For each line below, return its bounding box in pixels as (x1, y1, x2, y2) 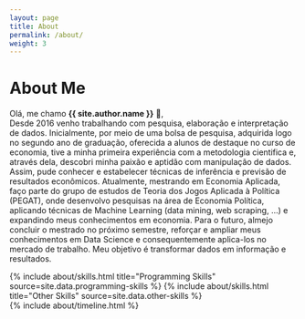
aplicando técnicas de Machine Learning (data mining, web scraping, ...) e (9, 205, 289, 216)
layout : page (9, 13, 59, 23)
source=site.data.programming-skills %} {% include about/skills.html (9, 281, 269, 292)
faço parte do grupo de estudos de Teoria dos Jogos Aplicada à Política (9, 186, 280, 197)
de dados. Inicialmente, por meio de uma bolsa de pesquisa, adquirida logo (9, 128, 292, 139)
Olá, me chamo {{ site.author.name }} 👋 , (9, 108, 164, 119)
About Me (9, 78, 86, 98)
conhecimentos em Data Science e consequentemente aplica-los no (9, 234, 267, 245)
